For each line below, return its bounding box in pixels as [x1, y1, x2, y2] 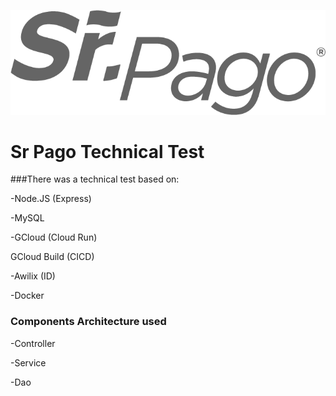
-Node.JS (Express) [10, 193, 92, 205]
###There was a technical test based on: [10, 173, 180, 185]
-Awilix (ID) [10, 270, 56, 282]
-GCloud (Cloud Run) [10, 231, 98, 244]
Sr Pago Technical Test [10, 140, 205, 163]
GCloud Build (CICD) [10, 251, 95, 263]
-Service [10, 356, 47, 369]
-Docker [10, 290, 45, 302]
